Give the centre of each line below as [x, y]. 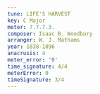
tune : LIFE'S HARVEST [39, 14]
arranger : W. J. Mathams [44, 40]
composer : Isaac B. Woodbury [50, 34]
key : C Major [26, 20]
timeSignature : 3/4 [36, 80]
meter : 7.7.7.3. [31, 27]
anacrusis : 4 [26, 54]
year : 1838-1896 [31, 47]
